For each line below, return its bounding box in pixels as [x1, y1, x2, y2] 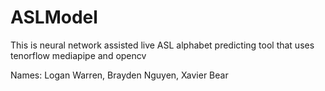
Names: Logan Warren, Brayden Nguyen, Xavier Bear [10, 69, 229, 81]
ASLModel [10, 6, 98, 29]
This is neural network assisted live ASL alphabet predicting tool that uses [10, 39, 315, 51]
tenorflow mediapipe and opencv [10, 49, 147, 61]
